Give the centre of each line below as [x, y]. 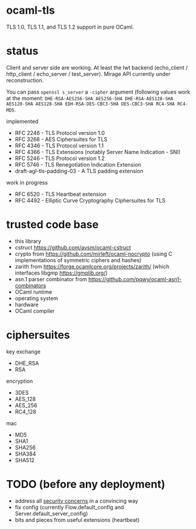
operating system [36, 298]
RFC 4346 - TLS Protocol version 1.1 [59, 145]
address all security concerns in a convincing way [76, 501]
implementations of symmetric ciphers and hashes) [78, 260]
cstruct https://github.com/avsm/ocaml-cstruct [73, 247]
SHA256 [25, 447]
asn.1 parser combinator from [51, 279]
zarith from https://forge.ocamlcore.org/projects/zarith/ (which [92, 266]
